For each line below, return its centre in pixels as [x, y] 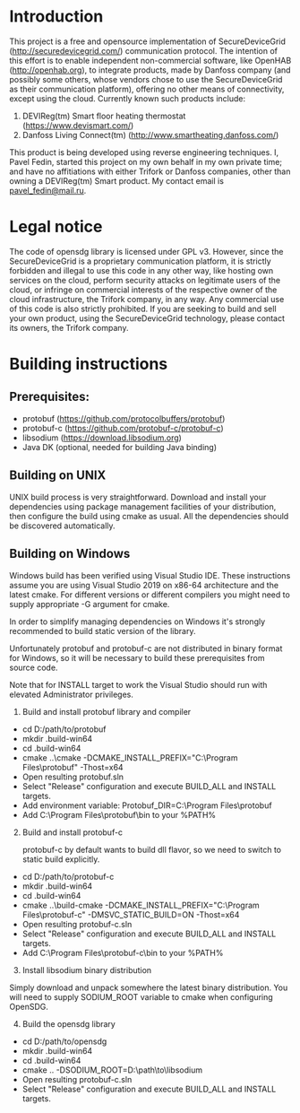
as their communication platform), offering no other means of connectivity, [147, 89]
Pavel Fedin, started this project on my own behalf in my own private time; [146, 161]
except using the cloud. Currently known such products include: [128, 98]
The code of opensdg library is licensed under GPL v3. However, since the [146, 251]
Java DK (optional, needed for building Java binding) [120, 447]
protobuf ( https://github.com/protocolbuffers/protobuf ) [124, 418]
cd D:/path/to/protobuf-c [68, 876]
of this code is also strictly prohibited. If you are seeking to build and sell [143, 309]
